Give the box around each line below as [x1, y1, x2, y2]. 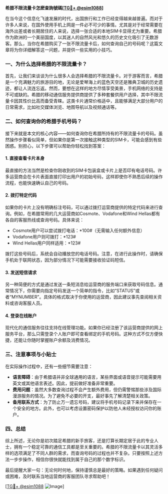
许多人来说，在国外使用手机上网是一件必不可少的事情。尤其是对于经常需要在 [5, 22, 163, 28]
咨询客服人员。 [13, 300, 45, 306]
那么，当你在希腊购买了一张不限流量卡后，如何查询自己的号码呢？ [13, 41, 150, 47]
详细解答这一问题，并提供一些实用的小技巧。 [22, 47, 115, 53]
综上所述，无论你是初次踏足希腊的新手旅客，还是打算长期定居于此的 [5, 438, 145, 443]
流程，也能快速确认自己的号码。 [5, 180, 71, 186]
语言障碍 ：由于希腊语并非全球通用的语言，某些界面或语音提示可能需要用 [12, 374, 161, 380]
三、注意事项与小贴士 [5, 351, 56, 358]
